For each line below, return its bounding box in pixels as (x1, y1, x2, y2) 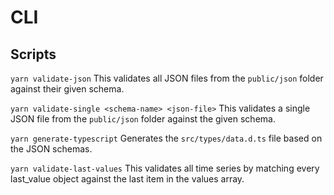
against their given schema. (10, 83, 125, 95)
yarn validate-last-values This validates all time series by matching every (10, 162, 320, 174)
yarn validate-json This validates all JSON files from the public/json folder (10, 72, 324, 84)
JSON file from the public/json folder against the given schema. (10, 113, 276, 125)
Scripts (10, 46, 57, 63)
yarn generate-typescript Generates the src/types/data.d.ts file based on (10, 132, 323, 144)
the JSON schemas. (10, 143, 93, 155)
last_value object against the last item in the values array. (10, 173, 245, 185)
